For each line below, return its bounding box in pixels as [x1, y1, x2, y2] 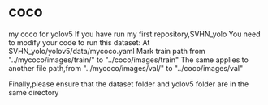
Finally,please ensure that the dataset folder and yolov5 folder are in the [8, 79, 249, 89]
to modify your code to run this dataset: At [8, 37, 150, 47]
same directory [8, 87, 59, 97]
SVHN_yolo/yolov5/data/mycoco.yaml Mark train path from [8, 46, 205, 56]
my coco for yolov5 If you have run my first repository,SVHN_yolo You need [8, 29, 262, 39]
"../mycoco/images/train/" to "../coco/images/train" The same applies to [8, 55, 249, 65]
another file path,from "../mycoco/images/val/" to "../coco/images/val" [8, 63, 244, 73]
